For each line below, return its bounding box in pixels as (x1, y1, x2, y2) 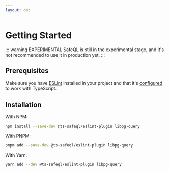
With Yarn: (5, 152, 27, 158)
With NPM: (5, 114, 28, 120)
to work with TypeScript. (5, 85, 57, 92)
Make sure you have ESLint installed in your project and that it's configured (5, 80, 163, 86)
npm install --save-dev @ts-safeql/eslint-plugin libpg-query (5, 124, 140, 129)
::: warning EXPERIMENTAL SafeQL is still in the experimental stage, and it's (5, 46, 164, 53)
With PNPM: (5, 133, 31, 139)
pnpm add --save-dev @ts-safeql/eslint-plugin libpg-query (5, 143, 133, 148)
